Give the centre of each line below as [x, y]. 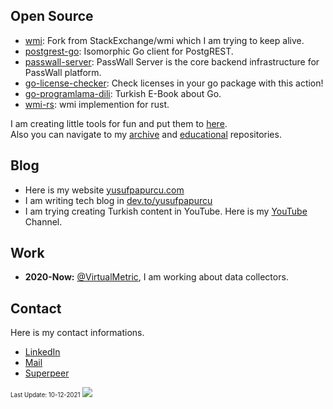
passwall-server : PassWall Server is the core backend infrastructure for [172, 61]
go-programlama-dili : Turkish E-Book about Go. [123, 93]
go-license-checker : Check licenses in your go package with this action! [174, 83]
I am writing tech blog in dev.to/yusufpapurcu [118, 200]
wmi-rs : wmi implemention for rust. [97, 104]
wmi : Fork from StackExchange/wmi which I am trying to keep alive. [164, 40]
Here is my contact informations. [77, 333]
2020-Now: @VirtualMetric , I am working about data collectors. [156, 277]
